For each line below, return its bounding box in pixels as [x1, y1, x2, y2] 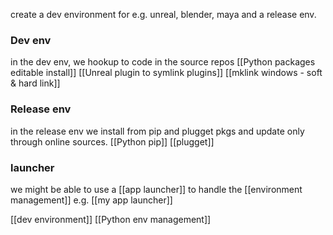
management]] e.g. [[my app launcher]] [10, 194, 173, 206]
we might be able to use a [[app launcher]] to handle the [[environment [10, 183, 303, 195]
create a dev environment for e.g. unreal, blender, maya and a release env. [10, 9, 317, 20]
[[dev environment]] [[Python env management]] [10, 213, 212, 225]
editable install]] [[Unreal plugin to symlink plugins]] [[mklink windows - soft [10, 67, 323, 79]
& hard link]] [10, 77, 61, 89]
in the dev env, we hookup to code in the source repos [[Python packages [10, 56, 316, 68]
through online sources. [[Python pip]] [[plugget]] [10, 135, 215, 148]
